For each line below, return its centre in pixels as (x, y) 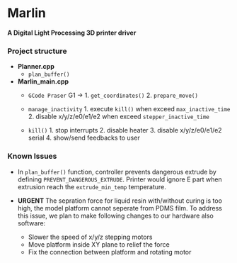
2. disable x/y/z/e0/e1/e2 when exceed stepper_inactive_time (119, 117)
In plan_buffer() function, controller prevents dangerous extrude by (117, 172)
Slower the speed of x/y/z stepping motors (90, 237)
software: (31, 223)
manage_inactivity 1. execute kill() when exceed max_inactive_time (129, 109)
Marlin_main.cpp (43, 82)
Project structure (37, 51)
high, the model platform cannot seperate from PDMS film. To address (120, 208)
